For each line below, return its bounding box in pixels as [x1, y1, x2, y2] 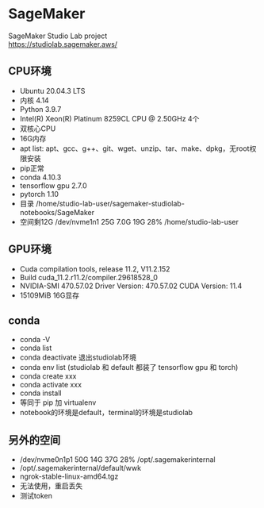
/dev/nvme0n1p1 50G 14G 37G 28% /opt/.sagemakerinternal [19, 455, 216, 464]
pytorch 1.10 [19, 189, 59, 198]
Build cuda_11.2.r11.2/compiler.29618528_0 [19, 272, 159, 282]
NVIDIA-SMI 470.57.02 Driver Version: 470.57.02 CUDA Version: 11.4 [19, 281, 243, 291]
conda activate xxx [19, 380, 82, 390]
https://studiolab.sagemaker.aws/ [8, 39, 117, 48]
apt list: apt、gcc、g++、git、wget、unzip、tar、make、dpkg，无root [19, 144, 250, 153]
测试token [19, 491, 53, 501]
